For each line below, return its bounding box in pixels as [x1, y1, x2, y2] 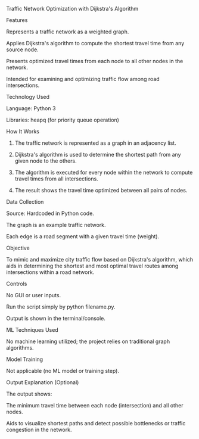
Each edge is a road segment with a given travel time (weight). [6, 233, 160, 240]
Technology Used [6, 94, 49, 100]
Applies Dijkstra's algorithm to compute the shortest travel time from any [6, 40, 185, 46]
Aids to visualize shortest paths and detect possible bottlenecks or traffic [6, 420, 186, 426]
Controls [6, 280, 27, 287]
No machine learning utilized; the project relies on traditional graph [6, 338, 170, 345]
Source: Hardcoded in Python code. [6, 210, 94, 217]
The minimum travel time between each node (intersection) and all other [6, 402, 184, 409]
